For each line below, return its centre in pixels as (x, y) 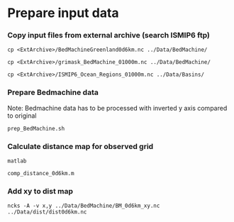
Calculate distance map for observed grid (80, 146)
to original (22, 116)
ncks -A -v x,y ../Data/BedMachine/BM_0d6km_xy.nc (84, 206)
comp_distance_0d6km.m (41, 174)
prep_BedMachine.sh (36, 128)
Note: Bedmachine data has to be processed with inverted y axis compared (117, 108)
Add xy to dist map (40, 191)
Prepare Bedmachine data (53, 92)
